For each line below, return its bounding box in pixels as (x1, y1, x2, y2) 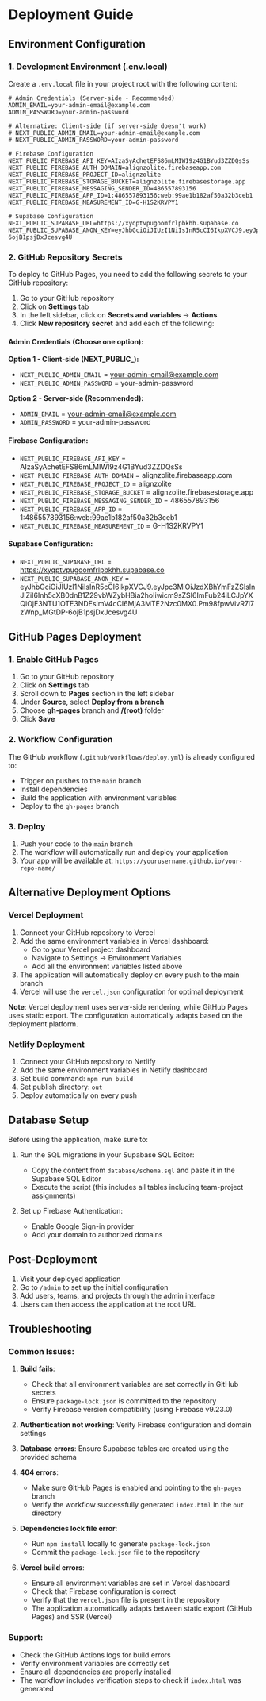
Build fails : (19, 1364, 55, 1374)
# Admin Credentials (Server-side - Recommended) (8, 94, 176, 102)
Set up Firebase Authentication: (19, 1206, 123, 1215)
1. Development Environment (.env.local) (8, 61, 168, 72)
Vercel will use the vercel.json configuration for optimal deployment (19, 987, 244, 996)
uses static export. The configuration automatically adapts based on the (8, 1010, 243, 1020)
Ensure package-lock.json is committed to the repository (31, 1396, 217, 1406)
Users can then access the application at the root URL (19, 1299, 196, 1309)
